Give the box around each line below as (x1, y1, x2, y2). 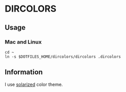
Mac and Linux (5, 38, 42, 45)
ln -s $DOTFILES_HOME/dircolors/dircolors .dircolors (5, 54, 121, 59)
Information (5, 68, 43, 76)
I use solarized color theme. (5, 81, 63, 87)
